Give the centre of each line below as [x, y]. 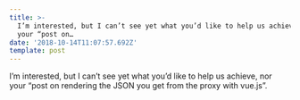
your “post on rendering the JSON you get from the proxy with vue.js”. [138, 86]
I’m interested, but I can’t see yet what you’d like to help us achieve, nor [141, 76]
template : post [37, 51]
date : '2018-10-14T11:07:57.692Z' [74, 42]
